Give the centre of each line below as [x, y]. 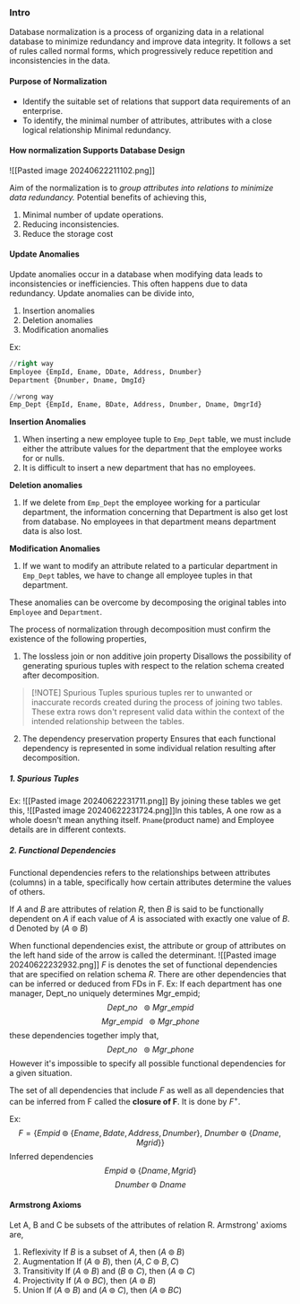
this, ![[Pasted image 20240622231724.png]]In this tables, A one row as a [146, 810]
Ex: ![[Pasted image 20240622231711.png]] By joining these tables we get [145, 801]
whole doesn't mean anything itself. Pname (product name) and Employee [142, 820]
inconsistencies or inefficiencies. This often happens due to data [129, 284]
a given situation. [41, 1073]
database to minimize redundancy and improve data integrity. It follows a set [150, 41]
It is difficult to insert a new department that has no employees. [139, 468]
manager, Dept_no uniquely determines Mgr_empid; [105, 993]
